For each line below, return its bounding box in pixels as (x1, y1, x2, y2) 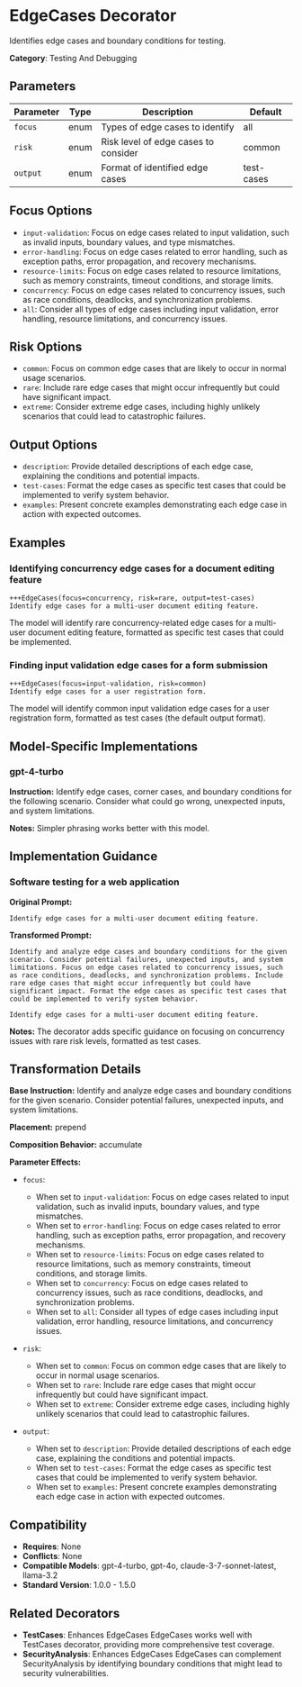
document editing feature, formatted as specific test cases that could (28, 627, 285, 638)
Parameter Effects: (9, 1156, 82, 1167)
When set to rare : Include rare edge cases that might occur (35, 1380, 256, 1391)
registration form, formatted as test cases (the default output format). (9, 712, 266, 723)
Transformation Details (9, 1061, 142, 1076)
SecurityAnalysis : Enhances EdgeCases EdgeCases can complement (22, 1648, 282, 1659)
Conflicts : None (22, 1551, 83, 1562)
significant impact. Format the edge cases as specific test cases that (9, 986, 288, 995)
